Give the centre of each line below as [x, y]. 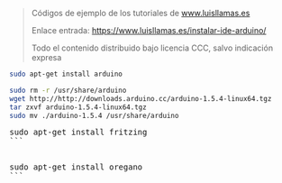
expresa [46, 57]
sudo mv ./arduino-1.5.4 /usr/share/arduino [94, 115]
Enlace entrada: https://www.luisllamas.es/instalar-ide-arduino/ [149, 30]
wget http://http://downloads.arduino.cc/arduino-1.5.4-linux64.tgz [141, 98]
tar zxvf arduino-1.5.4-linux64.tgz [78, 107]
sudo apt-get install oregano [76, 167]
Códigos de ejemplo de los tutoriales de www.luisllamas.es [141, 13]
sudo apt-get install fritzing [78, 133]
